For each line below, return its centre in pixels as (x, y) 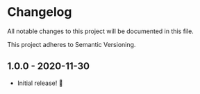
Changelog (40, 12)
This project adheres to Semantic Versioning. (72, 44)
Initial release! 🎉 (40, 83)
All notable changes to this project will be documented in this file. (101, 31)
